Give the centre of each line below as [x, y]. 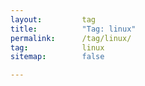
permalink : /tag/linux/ [71, 38]
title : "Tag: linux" [73, 29]
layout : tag [53, 19]
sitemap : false [57, 57]
